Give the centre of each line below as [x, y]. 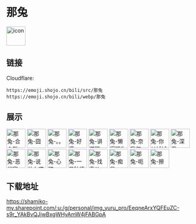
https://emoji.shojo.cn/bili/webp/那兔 [56, 97]
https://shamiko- [27, 201]
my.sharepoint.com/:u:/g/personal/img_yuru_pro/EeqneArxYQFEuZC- [93, 208]
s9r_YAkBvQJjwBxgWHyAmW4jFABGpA [56, 214]
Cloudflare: [20, 78]
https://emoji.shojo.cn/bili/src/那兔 [54, 90]
